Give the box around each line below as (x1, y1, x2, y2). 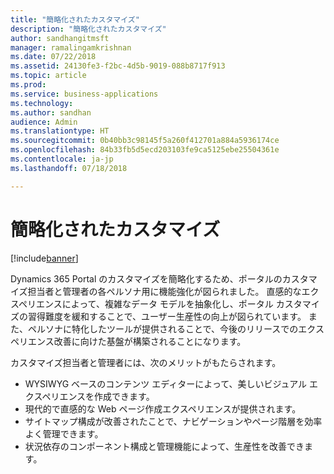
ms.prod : (10, 80, 47, 90)
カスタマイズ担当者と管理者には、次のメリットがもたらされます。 (10, 356, 282, 368)
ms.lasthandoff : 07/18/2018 (10, 163, 128, 173)
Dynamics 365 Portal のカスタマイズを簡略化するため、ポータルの (10, 272, 283, 285)
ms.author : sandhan (10, 107, 92, 118)
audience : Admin (10, 117, 78, 127)
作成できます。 (94, 390, 155, 402)
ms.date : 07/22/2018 (10, 52, 97, 62)
